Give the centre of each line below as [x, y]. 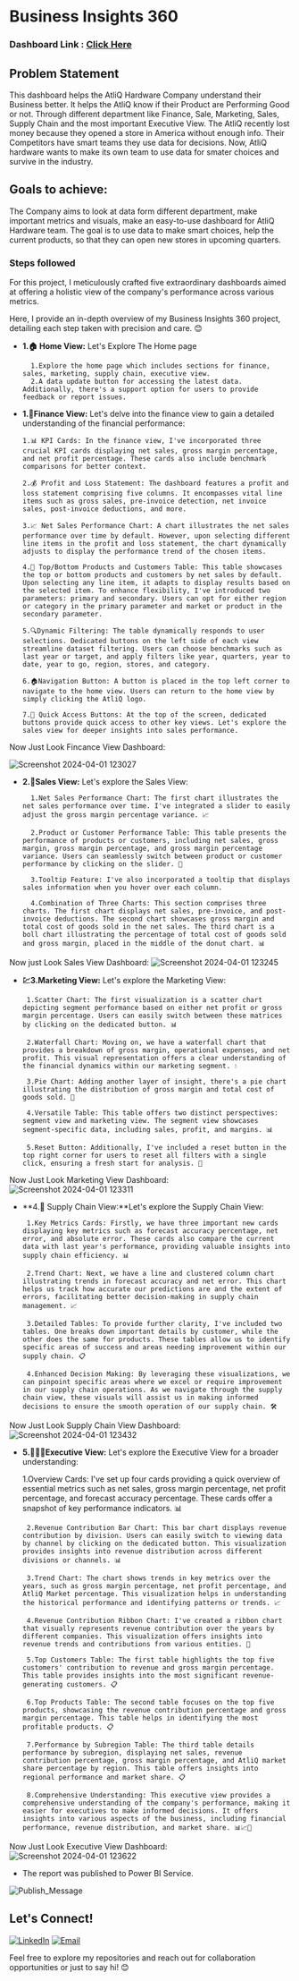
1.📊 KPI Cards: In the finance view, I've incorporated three [141, 441]
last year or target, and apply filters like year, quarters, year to [156, 657]
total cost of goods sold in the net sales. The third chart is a [148, 927]
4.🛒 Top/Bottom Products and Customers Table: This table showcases [152, 567]
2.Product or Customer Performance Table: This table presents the [159, 833]
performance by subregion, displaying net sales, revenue [132, 1753]
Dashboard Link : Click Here [71, 45]
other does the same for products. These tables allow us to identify [156, 1339]
